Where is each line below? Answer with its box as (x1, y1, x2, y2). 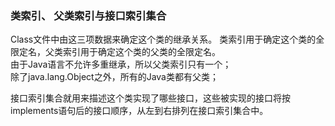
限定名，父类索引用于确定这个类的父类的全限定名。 (10, 46, 221, 58)
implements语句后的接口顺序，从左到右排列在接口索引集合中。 (10, 105, 269, 117)
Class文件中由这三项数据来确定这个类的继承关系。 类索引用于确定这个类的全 (10, 33, 325, 46)
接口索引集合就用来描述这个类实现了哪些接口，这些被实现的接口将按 (10, 92, 291, 104)
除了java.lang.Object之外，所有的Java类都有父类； (10, 71, 219, 83)
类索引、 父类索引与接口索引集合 (10, 8, 167, 22)
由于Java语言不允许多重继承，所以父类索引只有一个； (10, 58, 232, 71)
